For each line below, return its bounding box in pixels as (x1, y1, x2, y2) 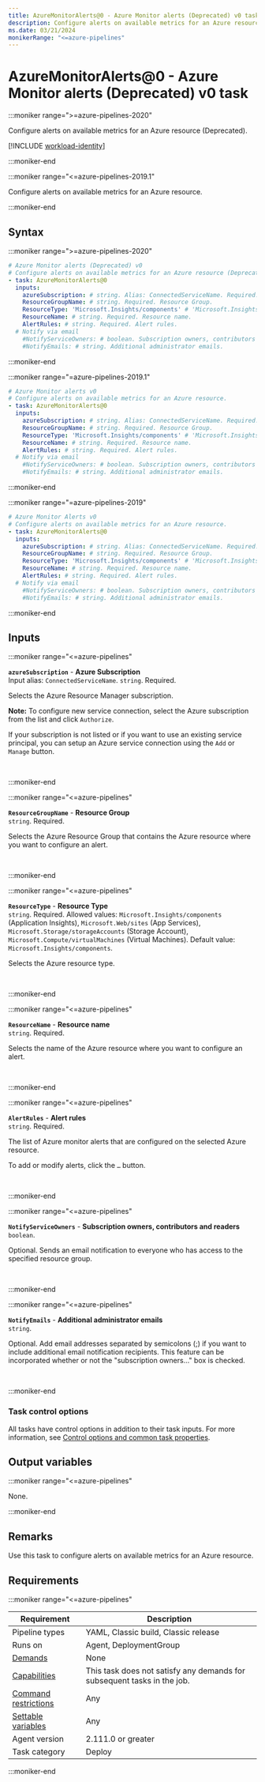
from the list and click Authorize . (8, 714, 114, 724)
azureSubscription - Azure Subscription (8, 667, 140, 676)
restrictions (12, 1698, 54, 1709)
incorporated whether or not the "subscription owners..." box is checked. (8, 1356, 246, 1366)
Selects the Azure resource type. (8, 959, 116, 968)
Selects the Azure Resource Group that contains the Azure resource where (8, 831, 251, 842)
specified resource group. (8, 1254, 93, 1264)
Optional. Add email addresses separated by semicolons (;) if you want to (8, 1339, 247, 1348)
